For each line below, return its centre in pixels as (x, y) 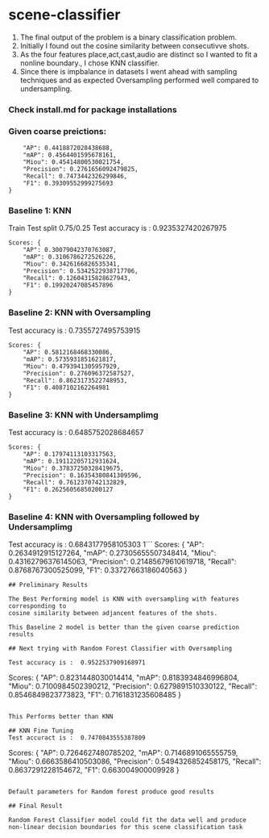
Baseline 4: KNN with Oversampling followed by (104, 517)
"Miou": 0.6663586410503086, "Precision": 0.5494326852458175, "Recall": (135, 761)
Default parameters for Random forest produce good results (112, 792)
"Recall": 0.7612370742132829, (75, 483)
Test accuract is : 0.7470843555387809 (77, 738)
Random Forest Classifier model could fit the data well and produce (128, 820)
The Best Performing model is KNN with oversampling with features (124, 599)
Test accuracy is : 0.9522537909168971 (77, 663)
